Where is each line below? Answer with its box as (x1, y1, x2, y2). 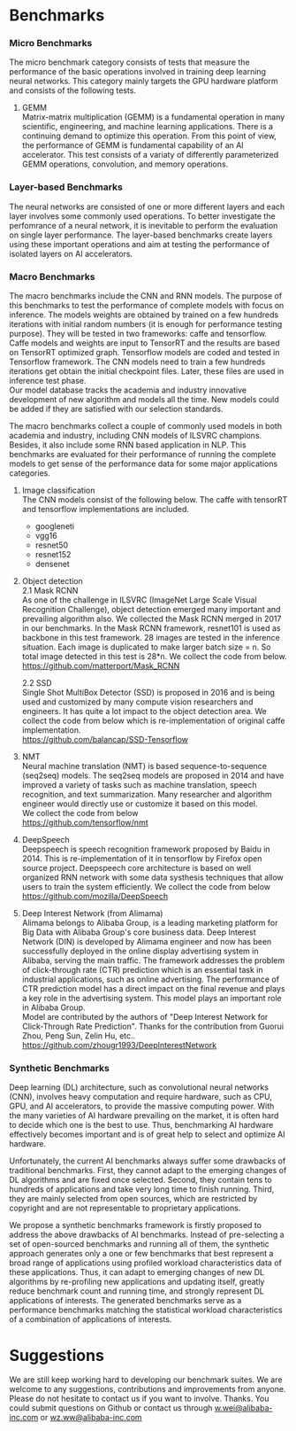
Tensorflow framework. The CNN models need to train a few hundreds (9, 356, 266, 368)
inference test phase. (9, 376, 87, 386)
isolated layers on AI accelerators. (9, 248, 133, 259)
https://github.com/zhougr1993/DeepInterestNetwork (21, 1040, 217, 1051)
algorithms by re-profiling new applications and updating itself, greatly (9, 1277, 265, 1287)
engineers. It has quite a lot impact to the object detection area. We (21, 706, 267, 717)
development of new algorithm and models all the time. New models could (9, 394, 280, 405)
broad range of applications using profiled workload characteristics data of (9, 1257, 283, 1268)
